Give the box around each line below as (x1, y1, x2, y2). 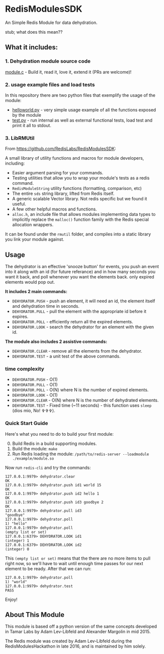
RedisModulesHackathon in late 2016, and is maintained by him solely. (5, 643, 146, 649)
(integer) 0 (5, 547, 29, 551)
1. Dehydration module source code (5, 58, 91, 64)
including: (5, 160, 25, 167)
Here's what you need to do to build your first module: (5, 431, 114, 437)
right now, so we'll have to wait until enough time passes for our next (5, 560, 143, 566)
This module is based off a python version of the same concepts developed (5, 624, 157, 630)
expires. (12, 314, 28, 319)
